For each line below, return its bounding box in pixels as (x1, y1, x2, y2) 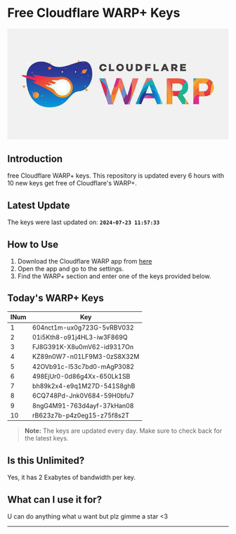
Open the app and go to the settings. (17, 265, 124, 273)
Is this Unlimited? (7, 455, 85, 467)
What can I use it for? (7, 493, 103, 505)
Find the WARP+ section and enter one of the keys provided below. (17, 272, 212, 280)
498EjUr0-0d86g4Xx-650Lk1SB (32, 372, 131, 380)
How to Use (7, 238, 59, 250)
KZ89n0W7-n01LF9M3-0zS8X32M (32, 353, 140, 361)
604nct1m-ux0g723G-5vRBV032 (32, 323, 135, 332)
